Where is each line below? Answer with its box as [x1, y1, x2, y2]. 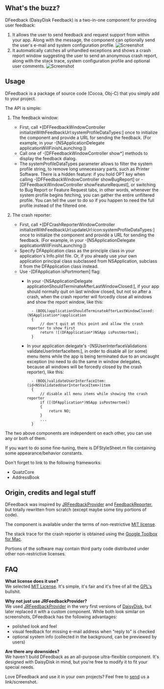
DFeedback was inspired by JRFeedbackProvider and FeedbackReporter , [5, 501, 153, 508]
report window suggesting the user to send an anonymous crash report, [12, 53, 158, 58]
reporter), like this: [26, 369, 64, 375]
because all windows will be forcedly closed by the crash [26, 364, 142, 370]
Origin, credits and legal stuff [5, 488, 96, 497]
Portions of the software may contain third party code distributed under [5, 545, 149, 552]
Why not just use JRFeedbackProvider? [5, 598, 87, 604]
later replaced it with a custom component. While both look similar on [5, 609, 145, 615]
